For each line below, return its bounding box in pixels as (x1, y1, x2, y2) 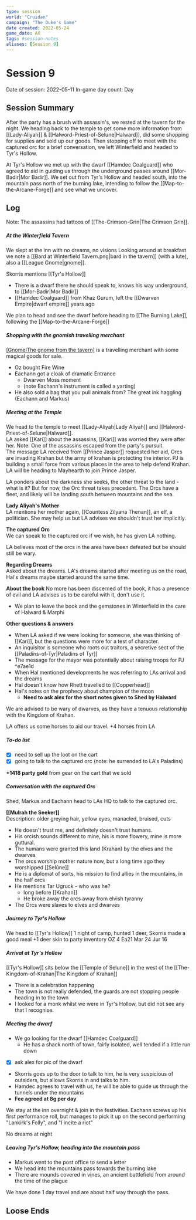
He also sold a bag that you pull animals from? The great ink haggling (14, 389, 182, 396)
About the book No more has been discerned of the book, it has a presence (6, 585, 190, 592)
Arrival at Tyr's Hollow (6, 949, 63, 956)
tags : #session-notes (6, 36, 59, 42)
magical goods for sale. (6, 353, 63, 360)
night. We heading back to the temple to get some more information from (6, 124, 183, 132)
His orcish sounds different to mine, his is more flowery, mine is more (14, 833, 181, 840)
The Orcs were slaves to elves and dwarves (14, 902, 120, 909)
